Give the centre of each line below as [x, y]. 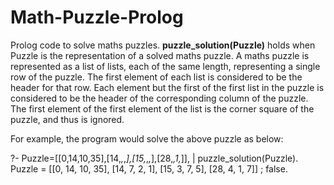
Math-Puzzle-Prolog [97, 17]
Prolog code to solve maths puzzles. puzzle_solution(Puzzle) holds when [163, 45]
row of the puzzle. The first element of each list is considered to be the [156, 77]
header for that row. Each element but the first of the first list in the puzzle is [167, 87]
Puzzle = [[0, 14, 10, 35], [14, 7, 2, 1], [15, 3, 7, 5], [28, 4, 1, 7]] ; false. [149, 168]
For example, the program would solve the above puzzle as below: [147, 138]
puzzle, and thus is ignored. [67, 119]
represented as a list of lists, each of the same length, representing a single [165, 66]
